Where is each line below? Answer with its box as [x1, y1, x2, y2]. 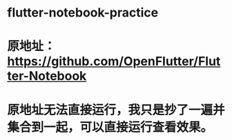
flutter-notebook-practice [7, 5, 159, 21]
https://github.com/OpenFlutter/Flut [7, 54, 221, 70]
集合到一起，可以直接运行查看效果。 [7, 119, 213, 135]
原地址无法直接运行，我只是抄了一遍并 [7, 102, 226, 118]
